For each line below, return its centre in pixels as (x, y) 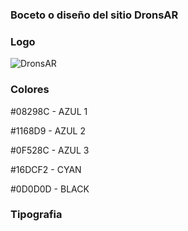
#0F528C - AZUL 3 (50, 150)
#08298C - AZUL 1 (49, 111)
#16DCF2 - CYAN (46, 169)
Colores (30, 90)
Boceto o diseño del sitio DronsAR (94, 15)
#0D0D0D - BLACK (50, 189)
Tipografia (36, 215)
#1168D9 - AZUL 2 (48, 130)
